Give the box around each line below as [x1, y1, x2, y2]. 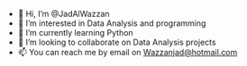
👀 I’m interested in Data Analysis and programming [17, 18, 206, 29]
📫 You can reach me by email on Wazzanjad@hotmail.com [17, 47, 238, 57]
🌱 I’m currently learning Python [17, 28, 133, 37]
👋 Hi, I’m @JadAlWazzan [17, 9, 110, 19]
